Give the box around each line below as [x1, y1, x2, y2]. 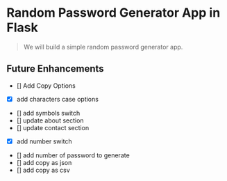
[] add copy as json [16, 158, 72, 166]
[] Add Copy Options [16, 81, 76, 90]
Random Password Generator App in [6, 5, 221, 21]
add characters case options [16, 95, 99, 103]
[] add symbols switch [16, 109, 81, 117]
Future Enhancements [6, 63, 105, 74]
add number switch [16, 137, 72, 145]
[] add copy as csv [16, 166, 70, 174]
